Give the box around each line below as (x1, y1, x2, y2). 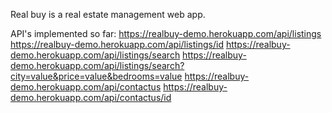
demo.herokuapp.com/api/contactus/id (10, 92, 172, 103)
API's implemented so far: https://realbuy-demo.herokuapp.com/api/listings (10, 28, 322, 39)
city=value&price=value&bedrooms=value (10, 70, 183, 82)
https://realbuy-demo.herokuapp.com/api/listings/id (10, 39, 224, 50)
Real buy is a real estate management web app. (10, 9, 206, 20)
